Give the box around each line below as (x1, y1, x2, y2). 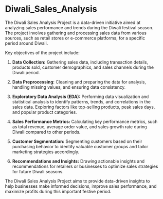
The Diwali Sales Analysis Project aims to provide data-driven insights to (5, 178, 150, 184)
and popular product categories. (12, 109, 77, 115)
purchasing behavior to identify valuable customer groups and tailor (12, 143, 148, 149)
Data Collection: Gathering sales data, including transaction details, (12, 59, 148, 65)
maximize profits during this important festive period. (5, 188, 111, 194)
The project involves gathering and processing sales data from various (5, 30, 147, 36)
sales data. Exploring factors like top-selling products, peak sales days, (12, 104, 155, 110)
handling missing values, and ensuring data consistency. (12, 84, 126, 90)
